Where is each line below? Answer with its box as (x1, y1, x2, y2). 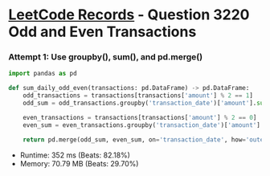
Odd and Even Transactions (8, 23, 197, 41)
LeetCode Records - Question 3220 (8, 6, 250, 24)
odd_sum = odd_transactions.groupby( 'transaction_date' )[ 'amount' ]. (22, 99, 257, 108)
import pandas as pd (8, 70, 78, 78)
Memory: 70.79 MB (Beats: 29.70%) (19, 158, 139, 168)
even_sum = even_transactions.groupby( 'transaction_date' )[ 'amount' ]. (22, 121, 264, 129)
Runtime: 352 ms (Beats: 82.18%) (19, 150, 131, 160)
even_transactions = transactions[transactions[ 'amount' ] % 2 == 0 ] (22, 113, 257, 121)
